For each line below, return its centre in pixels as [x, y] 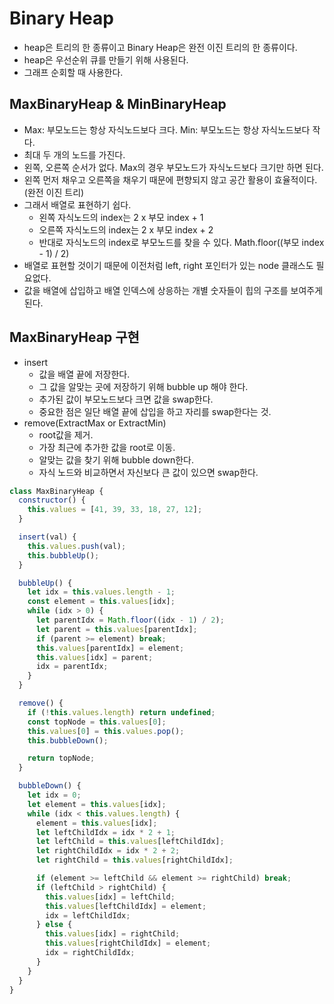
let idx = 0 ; [54, 795]
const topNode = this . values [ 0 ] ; [97, 722]
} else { [54, 925]
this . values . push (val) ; [77, 546]
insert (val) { [47, 537]
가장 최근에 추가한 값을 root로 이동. [107, 447]
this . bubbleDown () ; [68, 740]
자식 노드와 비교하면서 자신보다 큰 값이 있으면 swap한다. [148, 472]
